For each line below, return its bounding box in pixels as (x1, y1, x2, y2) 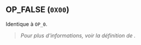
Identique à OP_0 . (5, 20, 48, 27)
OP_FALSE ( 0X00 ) (5, 5, 70, 15)
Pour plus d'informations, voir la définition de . (20, 32, 136, 39)
